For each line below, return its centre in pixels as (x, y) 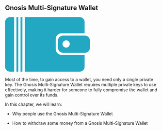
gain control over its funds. (32, 95)
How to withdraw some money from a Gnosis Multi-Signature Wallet (80, 123)
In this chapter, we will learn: (33, 104)
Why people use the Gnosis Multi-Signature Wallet (62, 114)
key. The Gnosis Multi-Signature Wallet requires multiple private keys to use (81, 84)
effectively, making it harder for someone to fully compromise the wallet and (81, 90)
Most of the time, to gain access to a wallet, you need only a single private (79, 79)
